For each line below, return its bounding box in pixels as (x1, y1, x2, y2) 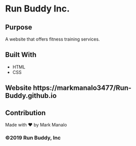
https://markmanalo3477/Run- (32, 83, 131, 92)
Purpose (5, 23, 32, 31)
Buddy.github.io (5, 91, 57, 100)
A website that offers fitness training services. (5, 36, 100, 42)
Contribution (5, 108, 46, 117)
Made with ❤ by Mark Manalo (5, 122, 67, 128)
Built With (5, 50, 36, 59)
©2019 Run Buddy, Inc (5, 134, 61, 141)
